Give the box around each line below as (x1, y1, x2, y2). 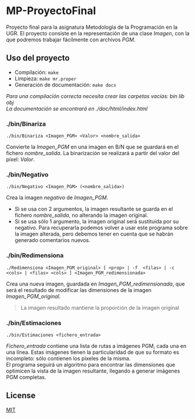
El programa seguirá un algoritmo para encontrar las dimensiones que (6, 361, 175, 368)
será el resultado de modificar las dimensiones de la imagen (6, 286, 152, 293)
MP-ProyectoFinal (6, 4, 96, 18)
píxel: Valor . (6, 156, 35, 163)
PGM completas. (6, 373, 46, 380)
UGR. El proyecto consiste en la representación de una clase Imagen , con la (6, 29, 190, 36)
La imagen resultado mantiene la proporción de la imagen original (20, 304, 179, 311)
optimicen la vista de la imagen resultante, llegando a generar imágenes (6, 367, 180, 374)
